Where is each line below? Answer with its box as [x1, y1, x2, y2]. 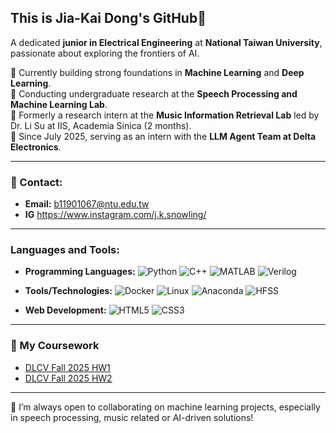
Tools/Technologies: [24, 285, 113, 297]
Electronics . [10, 141, 62, 153]
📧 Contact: [10, 175, 63, 189]
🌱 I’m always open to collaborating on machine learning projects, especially [10, 401, 321, 413]
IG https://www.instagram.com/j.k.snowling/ [24, 209, 207, 221]
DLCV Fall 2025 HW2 [24, 372, 113, 384]
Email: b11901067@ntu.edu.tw [24, 198, 150, 210]
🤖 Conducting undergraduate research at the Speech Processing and [10, 87, 298, 100]
